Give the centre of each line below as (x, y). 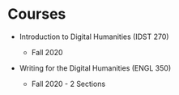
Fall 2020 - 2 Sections (68, 84)
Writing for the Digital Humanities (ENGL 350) (95, 68)
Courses (37, 14)
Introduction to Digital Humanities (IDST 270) (94, 37)
